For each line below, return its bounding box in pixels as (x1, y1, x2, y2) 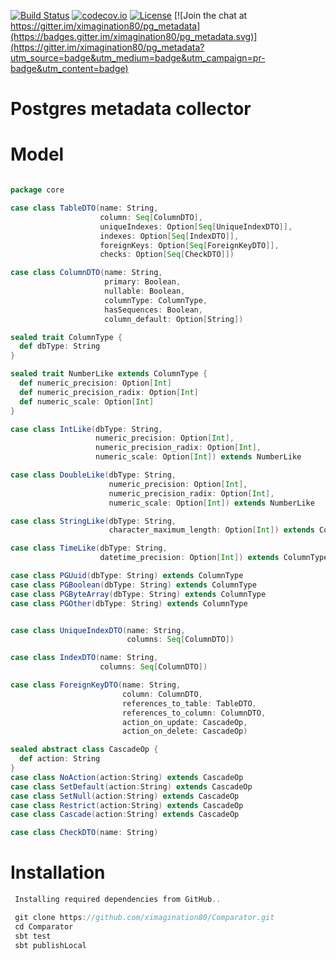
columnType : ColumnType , (104, 295, 208, 305)
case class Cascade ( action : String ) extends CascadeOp (10, 810, 240, 820)
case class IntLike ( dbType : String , (10, 424, 163, 434)
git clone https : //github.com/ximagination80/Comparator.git (14, 912, 275, 922)
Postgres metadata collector (10, 98, 252, 120)
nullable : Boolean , (104, 286, 186, 296)
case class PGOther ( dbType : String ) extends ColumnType (10, 598, 248, 609)
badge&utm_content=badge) (10, 63, 129, 74)
